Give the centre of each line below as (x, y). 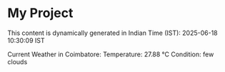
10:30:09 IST (26, 40)
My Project (40, 13)
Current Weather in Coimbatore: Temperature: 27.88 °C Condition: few (111, 54)
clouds (17, 61)
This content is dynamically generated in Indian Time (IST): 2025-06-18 (112, 33)
